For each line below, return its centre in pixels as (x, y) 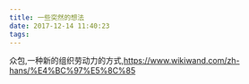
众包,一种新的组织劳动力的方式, (67, 61)
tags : (19, 34)
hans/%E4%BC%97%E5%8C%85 (73, 71)
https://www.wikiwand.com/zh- (182, 61)
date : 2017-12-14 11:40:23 (60, 26)
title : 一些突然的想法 (47, 17)
